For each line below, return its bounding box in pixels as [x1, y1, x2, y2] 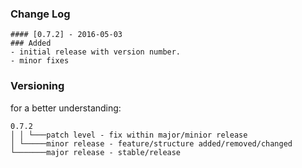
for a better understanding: [10, 102, 122, 114]
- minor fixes [10, 56, 70, 66]
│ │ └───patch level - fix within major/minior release [10, 130, 248, 140]
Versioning [10, 79, 65, 93]
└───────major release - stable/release [10, 147, 182, 157]
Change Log [10, 7, 71, 21]
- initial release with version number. [10, 47, 182, 57]
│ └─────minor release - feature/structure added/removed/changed [10, 138, 293, 149]
